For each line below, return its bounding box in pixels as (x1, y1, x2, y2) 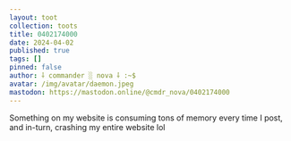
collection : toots (9, 21, 78, 30)
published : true (9, 46, 70, 55)
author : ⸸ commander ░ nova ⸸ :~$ (9, 71, 136, 80)
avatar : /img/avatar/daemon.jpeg (9, 79, 134, 88)
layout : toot (9, 12, 58, 22)
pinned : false (9, 63, 63, 72)
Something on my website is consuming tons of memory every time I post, (9, 112, 284, 123)
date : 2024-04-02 (9, 37, 74, 47)
